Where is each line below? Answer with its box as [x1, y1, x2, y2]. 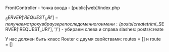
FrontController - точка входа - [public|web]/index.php [5, 5, 120, 10]
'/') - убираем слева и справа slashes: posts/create [54, 26, 164, 32]
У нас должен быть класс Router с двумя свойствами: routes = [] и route [5, 35, 161, 42]
